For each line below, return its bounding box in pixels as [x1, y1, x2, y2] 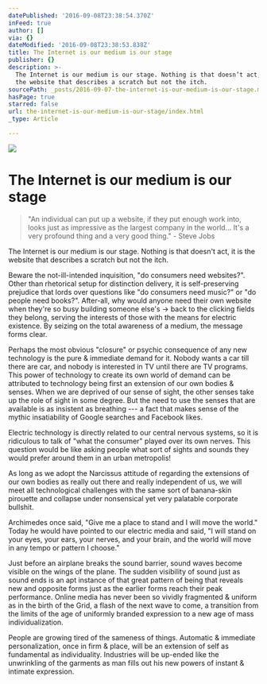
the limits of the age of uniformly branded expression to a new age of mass [8, 609, 254, 618]
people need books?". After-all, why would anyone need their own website [8, 296, 252, 305]
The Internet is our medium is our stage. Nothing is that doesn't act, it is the [8, 246, 256, 256]
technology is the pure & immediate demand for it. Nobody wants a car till [8, 353, 250, 362]
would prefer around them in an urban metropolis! [8, 453, 172, 462]
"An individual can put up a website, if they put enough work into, [27, 214, 242, 223]
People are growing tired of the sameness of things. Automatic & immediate [8, 632, 256, 642]
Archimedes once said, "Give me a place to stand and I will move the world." [8, 517, 258, 527]
